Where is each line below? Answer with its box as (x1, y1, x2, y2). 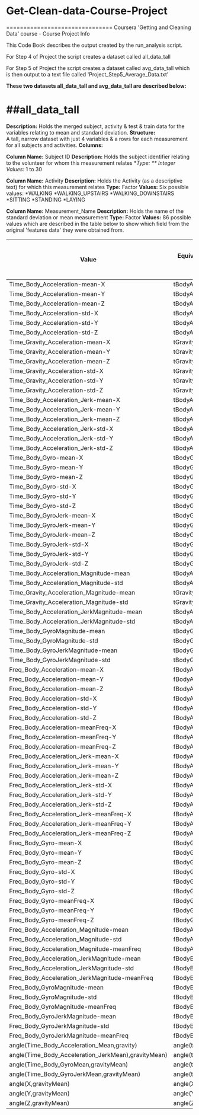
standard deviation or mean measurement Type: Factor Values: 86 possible (6, 213, 191, 221)
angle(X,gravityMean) (9, 1079, 70, 1088)
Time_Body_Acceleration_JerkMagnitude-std (9, 617, 136, 625)
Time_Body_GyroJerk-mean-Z (9, 531, 96, 539)
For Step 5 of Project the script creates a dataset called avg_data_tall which (6, 64, 190, 72)
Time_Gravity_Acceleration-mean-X (9, 338, 111, 346)
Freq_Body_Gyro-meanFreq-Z (9, 916, 94, 924)
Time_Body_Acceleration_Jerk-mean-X (9, 395, 120, 404)
